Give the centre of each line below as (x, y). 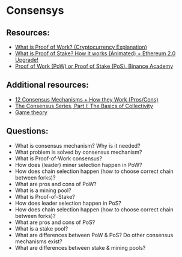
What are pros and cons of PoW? (56, 184)
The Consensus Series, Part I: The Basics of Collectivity (84, 106)
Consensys (35, 11)
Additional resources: (47, 85)
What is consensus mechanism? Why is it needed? (77, 145)
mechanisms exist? (39, 241)
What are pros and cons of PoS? (55, 222)
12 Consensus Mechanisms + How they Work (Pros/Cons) (86, 99)
